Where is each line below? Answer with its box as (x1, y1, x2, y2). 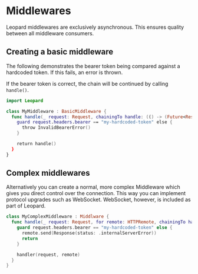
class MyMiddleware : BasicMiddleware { (6, 108, 107, 114)
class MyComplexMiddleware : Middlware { (6, 213, 110, 220)
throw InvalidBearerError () (21, 125, 91, 131)
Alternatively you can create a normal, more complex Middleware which (6, 183, 181, 191)
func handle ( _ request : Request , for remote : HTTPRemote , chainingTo (11, 219, 186, 225)
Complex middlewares (6, 168, 90, 178)
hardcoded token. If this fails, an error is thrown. (6, 69, 123, 76)
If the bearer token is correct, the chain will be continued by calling (6, 80, 169, 87)
